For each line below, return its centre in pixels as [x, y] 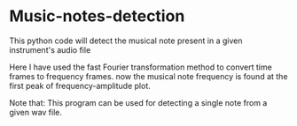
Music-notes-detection [97, 16]
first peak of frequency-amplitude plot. [80, 85]
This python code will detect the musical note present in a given [126, 41]
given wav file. [36, 112]
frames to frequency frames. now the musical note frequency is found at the [148, 76]
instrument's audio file [50, 49]
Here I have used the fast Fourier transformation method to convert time [141, 67]
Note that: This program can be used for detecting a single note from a [138, 102]
